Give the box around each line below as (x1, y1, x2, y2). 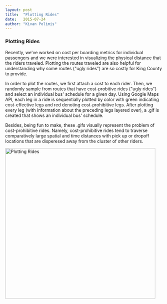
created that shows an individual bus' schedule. (5, 112, 103, 118)
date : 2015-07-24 (5, 17, 46, 22)
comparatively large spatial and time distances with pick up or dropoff (5, 132, 149, 138)
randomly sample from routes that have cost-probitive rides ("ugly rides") (5, 86, 157, 92)
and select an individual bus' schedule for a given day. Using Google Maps (5, 91, 159, 97)
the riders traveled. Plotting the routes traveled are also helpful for (5, 60, 141, 66)
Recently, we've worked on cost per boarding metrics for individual (5, 49, 143, 55)
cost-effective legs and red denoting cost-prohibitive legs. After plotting (5, 101, 153, 108)
